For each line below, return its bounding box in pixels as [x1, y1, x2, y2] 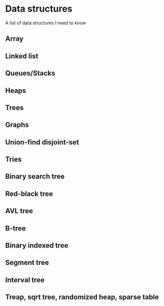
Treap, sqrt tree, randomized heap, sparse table [5, 293, 159, 301]
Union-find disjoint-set [5, 138, 79, 146]
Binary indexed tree [5, 241, 68, 250]
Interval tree [5, 276, 45, 284]
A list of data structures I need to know [5, 20, 86, 26]
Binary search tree [5, 172, 65, 181]
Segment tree [5, 258, 49, 267]
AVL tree [5, 207, 33, 215]
